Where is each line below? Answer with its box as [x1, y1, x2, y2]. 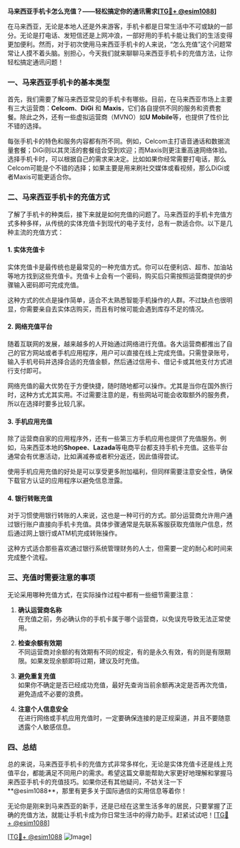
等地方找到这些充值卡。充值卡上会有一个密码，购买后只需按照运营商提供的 [7, 271, 226, 280]
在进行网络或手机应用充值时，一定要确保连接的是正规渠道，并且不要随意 [17, 714, 231, 722]
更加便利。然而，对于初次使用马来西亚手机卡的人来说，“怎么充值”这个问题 [7, 40, 226, 49]
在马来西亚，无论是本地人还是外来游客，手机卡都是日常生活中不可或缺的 [7, 22, 220, 31]
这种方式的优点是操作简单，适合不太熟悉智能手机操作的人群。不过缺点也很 [7, 296, 226, 304]
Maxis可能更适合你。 [13, 173, 75, 181]
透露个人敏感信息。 [17, 722, 75, 731]
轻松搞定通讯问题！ [7, 58, 64, 66]
